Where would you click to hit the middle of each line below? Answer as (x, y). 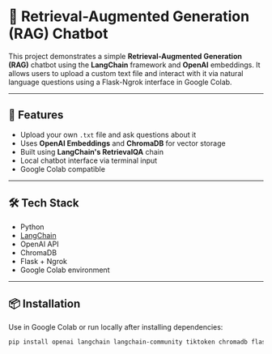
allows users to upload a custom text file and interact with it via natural (126, 73)
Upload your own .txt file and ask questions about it (108, 134)
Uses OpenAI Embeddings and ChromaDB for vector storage (123, 143)
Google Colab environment (65, 270)
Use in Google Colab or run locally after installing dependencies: (116, 327)
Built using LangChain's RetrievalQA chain (92, 151)
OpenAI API (39, 244)
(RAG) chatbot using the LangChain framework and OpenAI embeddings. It (134, 65)
